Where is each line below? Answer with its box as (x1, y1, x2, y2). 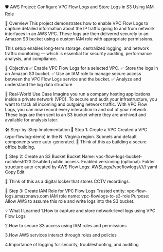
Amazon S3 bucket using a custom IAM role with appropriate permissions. (5, 36, 154, 41)
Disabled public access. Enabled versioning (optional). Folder (32, 159, 155, 164)
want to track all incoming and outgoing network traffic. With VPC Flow (5, 101, 147, 107)
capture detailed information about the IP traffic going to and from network (5, 26, 155, 31)
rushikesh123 (5, 159, 32, 164)
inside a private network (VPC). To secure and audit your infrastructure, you (5, 97, 157, 102)
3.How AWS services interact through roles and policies (5, 232, 117, 238)
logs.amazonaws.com (5, 193, 49, 199)
